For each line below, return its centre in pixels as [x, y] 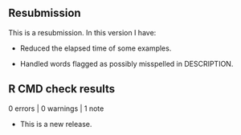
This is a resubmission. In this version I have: [82, 32]
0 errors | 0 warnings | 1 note [56, 108]
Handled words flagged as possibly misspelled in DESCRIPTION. [127, 63]
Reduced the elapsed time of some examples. [96, 48]
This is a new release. [56, 124]
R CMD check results [62, 89]
